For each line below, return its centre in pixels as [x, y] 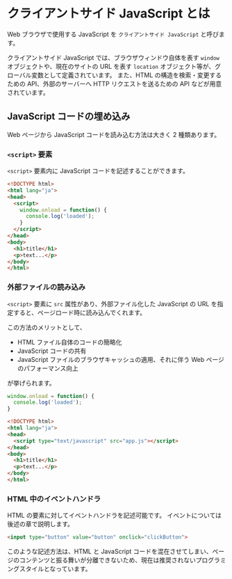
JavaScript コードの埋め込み [69, 117]
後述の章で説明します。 [41, 524]
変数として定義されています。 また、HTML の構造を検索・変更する [126, 75]
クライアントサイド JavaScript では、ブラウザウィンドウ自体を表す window [114, 57]
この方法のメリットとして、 [47, 327]
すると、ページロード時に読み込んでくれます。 [80, 312]
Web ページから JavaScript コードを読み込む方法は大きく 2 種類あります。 [114, 134]
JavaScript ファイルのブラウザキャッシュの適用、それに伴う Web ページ [121, 359]
